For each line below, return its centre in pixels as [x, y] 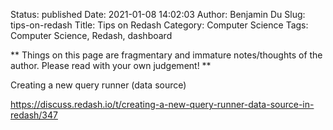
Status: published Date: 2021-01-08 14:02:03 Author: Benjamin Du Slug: [158, 14]
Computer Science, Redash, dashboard [91, 35]
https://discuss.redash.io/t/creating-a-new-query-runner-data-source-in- [162, 104]
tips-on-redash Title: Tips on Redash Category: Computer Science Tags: [159, 25]
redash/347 [34, 115]
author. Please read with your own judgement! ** [111, 65]
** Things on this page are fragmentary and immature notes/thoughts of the [166, 55]
